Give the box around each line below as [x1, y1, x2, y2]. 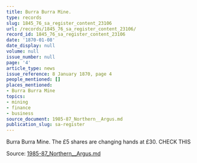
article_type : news [6, 65, 56, 72]
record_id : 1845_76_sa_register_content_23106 [6, 32, 126, 38]
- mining [6, 99, 28, 105]
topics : [6, 93, 26, 99]
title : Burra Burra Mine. [6, 8, 71, 15]
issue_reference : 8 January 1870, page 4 [6, 71, 112, 77]
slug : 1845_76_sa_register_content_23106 [6, 20, 112, 26]
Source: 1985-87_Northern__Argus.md [6, 150, 101, 158]
